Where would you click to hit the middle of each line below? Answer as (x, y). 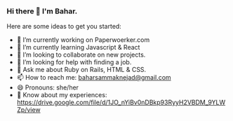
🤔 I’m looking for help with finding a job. (74, 62)
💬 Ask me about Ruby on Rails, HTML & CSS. (81, 70)
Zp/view (28, 110)
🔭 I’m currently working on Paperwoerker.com (83, 40)
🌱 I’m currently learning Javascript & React (78, 48)
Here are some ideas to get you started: (64, 27)
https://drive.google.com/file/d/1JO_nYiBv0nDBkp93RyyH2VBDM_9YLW (121, 102)
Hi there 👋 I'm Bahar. (42, 11)
